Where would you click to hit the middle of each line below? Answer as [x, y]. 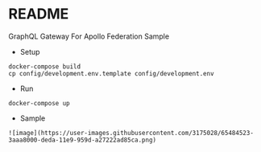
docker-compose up [39, 103]
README [39, 14]
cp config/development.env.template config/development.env [112, 73]
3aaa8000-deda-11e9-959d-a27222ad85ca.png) [83, 140]
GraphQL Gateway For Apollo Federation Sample [89, 36]
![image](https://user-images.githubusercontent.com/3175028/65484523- [131, 133]
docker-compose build [45, 66]
